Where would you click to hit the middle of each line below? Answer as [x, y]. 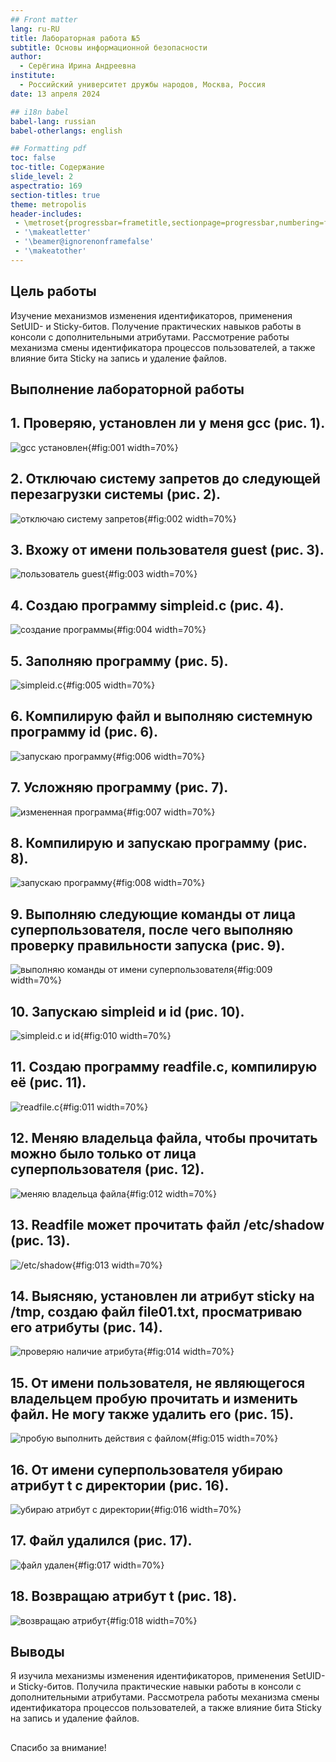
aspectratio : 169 [46, 186]
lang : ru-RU [35, 29]
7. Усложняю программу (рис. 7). [119, 787]
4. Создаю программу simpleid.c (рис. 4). [147, 605]
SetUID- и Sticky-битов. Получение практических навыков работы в [156, 326]
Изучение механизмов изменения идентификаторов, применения [151, 315]
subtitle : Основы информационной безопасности [109, 47]
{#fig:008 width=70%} [158, 883]
